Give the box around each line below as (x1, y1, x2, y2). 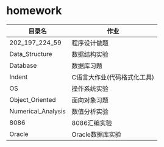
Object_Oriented (9, 95, 56, 104)
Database (9, 61, 37, 70)
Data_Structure (9, 49, 53, 58)
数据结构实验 (71, 50, 109, 59)
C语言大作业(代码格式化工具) (71, 73, 154, 81)
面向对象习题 (71, 96, 109, 104)
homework (6, 4, 62, 18)
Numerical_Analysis (9, 107, 66, 115)
